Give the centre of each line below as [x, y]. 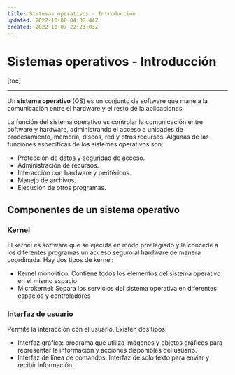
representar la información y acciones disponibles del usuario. [107, 350]
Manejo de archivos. [47, 180]
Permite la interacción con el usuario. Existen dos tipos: [87, 329]
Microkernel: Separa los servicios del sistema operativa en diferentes [117, 288]
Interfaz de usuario [40, 314]
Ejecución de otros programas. [62, 188]
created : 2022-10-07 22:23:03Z [53, 27]
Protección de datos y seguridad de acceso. [81, 158]
